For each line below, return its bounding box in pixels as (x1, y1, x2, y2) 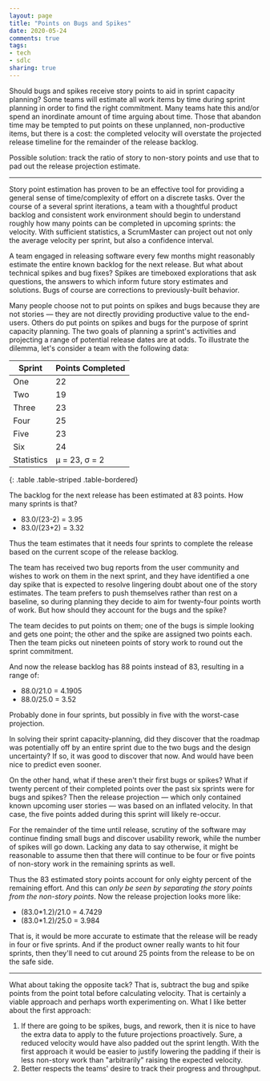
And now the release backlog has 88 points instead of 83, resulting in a (9, 661, 244, 671)
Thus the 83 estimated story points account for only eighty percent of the (9, 874, 252, 884)
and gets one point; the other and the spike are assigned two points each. (9, 629, 253, 639)
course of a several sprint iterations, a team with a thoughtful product (9, 201, 238, 211)
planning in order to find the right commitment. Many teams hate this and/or (9, 103, 260, 112)
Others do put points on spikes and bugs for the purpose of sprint (31, 318, 248, 327)
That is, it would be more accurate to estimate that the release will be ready (9, 931, 258, 941)
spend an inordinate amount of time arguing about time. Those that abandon (9, 112, 261, 121)
